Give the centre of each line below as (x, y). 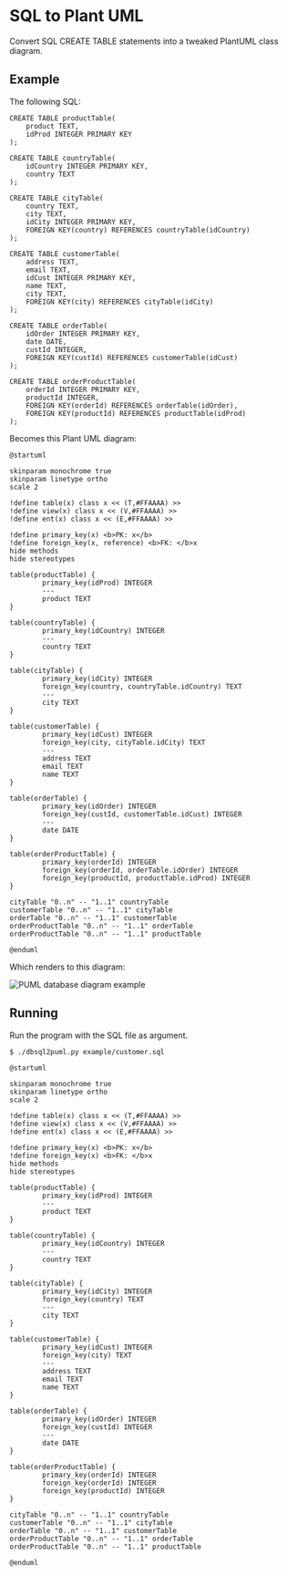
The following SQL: (45, 101)
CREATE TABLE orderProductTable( (73, 381)
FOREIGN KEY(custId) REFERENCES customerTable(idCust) (132, 358)
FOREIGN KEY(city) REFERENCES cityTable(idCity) (120, 302)
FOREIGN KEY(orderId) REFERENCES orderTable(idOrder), (132, 405)
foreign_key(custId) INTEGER (97, 1427)
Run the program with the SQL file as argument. (99, 1035)
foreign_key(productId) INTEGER (104, 1491)
